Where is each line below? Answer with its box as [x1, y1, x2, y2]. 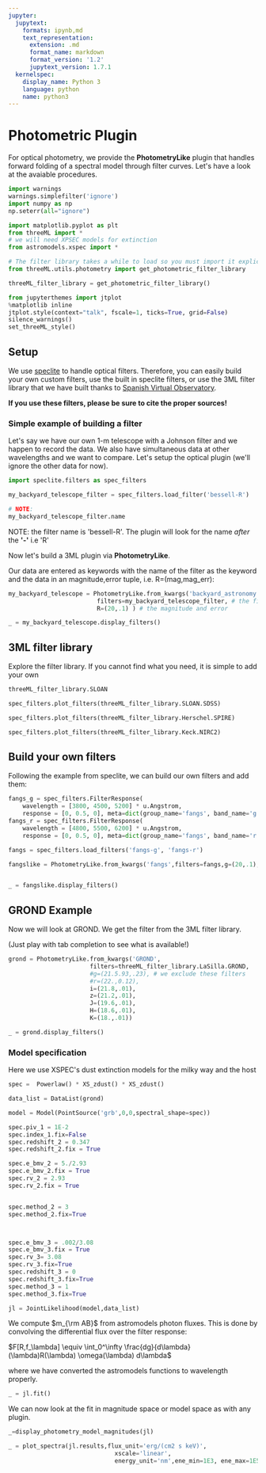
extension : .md [28, 41, 80, 49]
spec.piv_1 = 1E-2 [8, 1123, 69, 1131]
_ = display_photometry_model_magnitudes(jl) [8, 1428, 154, 1436]
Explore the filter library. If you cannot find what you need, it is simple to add [8, 662, 257, 672]
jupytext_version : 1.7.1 [28, 63, 112, 71]
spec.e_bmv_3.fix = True [8, 1246, 90, 1254]
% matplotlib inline [8, 301, 73, 309]
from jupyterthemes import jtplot [8, 294, 123, 302]
